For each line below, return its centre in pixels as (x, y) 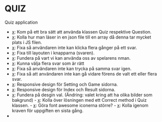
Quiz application (21, 22)
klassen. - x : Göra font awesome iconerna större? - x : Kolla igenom (80, 105)
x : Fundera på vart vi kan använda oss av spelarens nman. (71, 58)
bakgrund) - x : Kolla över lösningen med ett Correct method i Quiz (79, 100)
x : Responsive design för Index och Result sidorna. (63, 89)
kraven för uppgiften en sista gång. (48, 110)
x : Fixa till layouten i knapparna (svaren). (53, 53)
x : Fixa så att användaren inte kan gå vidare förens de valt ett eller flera (84, 74)
